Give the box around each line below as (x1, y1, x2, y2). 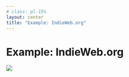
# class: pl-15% (6, 8, 46, 15)
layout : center (6, 14, 44, 20)
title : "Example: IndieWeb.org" (6, 20, 86, 25)
